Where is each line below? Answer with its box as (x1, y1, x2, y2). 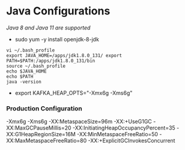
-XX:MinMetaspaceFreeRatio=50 (77, 131, 158, 138)
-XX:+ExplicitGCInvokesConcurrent (88, 137, 175, 145)
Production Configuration (6, 104, 83, 112)
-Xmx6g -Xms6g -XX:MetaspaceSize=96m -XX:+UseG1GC (6, 118, 152, 125)
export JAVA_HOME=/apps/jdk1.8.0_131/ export (6, 52, 122, 58)
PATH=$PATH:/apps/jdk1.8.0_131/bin (6, 58, 96, 64)
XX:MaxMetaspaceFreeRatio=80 (6, 137, 87, 145)
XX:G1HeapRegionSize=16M (6, 131, 76, 138)
